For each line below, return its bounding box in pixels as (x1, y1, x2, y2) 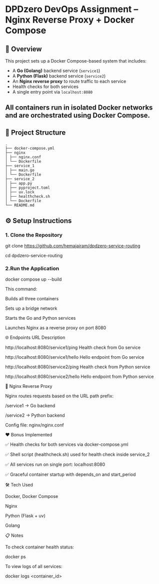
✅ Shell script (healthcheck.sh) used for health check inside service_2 (5, 451, 150, 457)
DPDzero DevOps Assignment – (5, 4, 138, 15)
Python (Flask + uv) (5, 513, 46, 519)
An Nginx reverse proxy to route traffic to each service (12, 79, 126, 84)
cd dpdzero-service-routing (5, 252, 63, 258)
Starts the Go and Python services (5, 315, 76, 321)
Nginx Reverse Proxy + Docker (5, 14, 134, 26)
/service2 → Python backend (5, 412, 65, 418)
